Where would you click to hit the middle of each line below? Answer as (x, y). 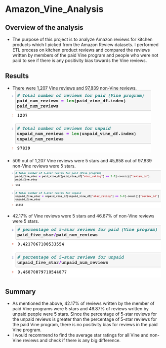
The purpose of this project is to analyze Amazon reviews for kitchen (83, 39)
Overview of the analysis (44, 28)
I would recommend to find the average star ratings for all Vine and (81, 335)
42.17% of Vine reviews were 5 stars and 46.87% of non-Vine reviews (83, 216)
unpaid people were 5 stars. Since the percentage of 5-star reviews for (84, 314)
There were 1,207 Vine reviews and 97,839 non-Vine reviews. (74, 88)
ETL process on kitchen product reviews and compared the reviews (81, 50)
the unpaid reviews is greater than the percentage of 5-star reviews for (84, 319)
